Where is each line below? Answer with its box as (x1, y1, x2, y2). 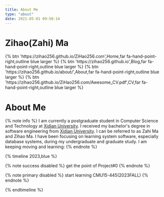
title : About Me (5, 7, 38, 12)
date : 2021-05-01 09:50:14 (5, 16, 60, 21)
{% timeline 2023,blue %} (5, 153, 57, 159)
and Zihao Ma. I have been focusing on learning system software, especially (5, 133, 159, 139)
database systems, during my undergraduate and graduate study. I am (5, 139, 147, 145)
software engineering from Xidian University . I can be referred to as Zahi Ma (5, 128, 159, 134)
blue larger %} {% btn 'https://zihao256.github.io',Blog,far (30, 59, 147, 65)
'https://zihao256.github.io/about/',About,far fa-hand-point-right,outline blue (5, 69, 160, 75)
